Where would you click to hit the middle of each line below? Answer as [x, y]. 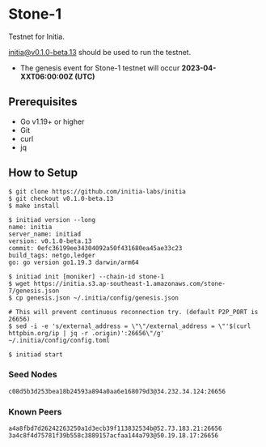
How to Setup [43, 173]
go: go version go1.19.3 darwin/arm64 [74, 262]
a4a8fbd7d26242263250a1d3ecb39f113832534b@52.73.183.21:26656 [115, 429]
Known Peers [35, 411]
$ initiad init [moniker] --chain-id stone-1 [86, 276]
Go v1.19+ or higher [52, 121]
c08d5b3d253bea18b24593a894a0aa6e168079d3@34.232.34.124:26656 [117, 391]
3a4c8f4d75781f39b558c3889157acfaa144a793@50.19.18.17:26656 [114, 436]
